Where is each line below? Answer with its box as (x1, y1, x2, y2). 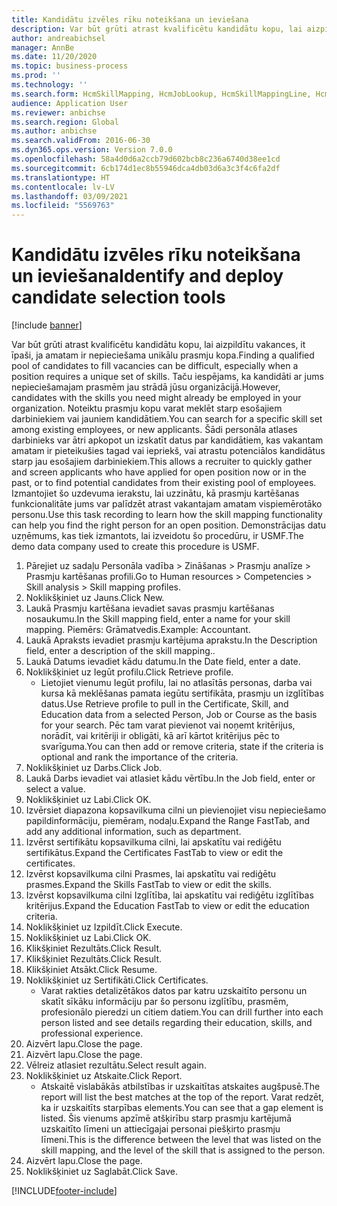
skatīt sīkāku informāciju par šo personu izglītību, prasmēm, (40, 996, 289, 1008)
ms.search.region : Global (11, 117, 119, 127)
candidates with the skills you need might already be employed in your (11, 392, 302, 404)
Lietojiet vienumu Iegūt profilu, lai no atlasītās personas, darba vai (40, 677, 313, 689)
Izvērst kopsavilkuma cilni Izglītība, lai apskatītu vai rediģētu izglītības (25, 889, 314, 901)
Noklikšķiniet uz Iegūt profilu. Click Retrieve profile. (25, 666, 234, 678)
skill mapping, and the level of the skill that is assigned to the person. (40, 1144, 326, 1156)
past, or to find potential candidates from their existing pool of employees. (11, 477, 317, 489)
